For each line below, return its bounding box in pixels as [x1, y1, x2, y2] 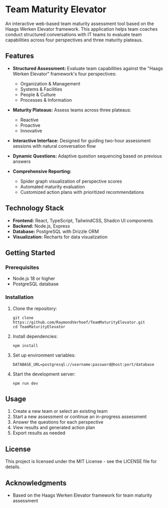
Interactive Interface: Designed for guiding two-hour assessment [12, 137, 151, 144]
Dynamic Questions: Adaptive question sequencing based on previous [12, 152, 162, 159]
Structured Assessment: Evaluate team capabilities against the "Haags [12, 65, 163, 71]
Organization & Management [20, 80, 80, 86]
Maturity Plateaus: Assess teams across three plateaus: [12, 106, 131, 113]
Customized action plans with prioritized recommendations [20, 189, 144, 195]
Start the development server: [12, 371, 76, 377]
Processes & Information [20, 97, 72, 103]
